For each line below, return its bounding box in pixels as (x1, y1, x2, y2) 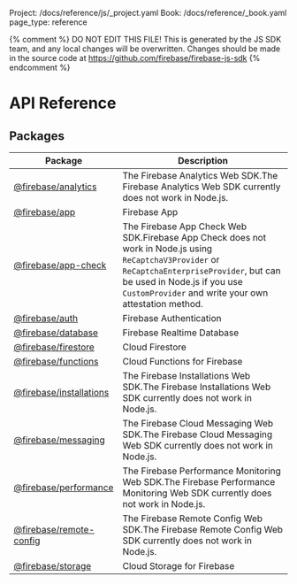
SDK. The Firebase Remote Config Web (122, 524, 284, 535)
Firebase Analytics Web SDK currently (122, 181, 281, 193)
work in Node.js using (122, 242, 213, 255)
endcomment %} (9, 62, 71, 73)
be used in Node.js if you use (122, 276, 243, 288)
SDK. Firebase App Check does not (122, 232, 267, 243)
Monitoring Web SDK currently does (122, 487, 272, 499)
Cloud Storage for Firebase (122, 560, 235, 572)
